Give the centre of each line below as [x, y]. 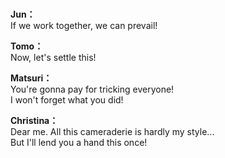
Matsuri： [31, 78]
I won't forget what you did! [67, 100]
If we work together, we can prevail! [84, 26]
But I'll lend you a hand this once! [79, 143]
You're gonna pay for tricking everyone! [92, 89]
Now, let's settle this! [53, 58]
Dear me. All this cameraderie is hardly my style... [112, 132]
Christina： [34, 121]
